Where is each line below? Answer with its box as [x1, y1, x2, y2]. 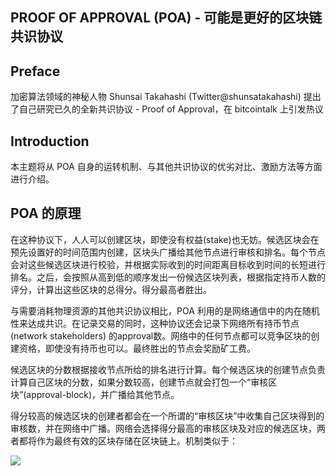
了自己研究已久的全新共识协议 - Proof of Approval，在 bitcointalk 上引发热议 [10, 103, 324, 115]
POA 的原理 [10, 205, 82, 222]
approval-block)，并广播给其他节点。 [26, 388, 180, 400]
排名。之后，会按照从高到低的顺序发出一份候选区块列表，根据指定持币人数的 [10, 271, 326, 283]
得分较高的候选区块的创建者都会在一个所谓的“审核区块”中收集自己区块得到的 [10, 409, 325, 422]
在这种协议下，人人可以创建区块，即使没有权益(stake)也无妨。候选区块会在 [10, 233, 320, 245]
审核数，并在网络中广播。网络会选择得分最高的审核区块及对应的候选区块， [10, 422, 317, 434]
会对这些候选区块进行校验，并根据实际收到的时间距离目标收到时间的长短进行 [10, 258, 326, 270]
